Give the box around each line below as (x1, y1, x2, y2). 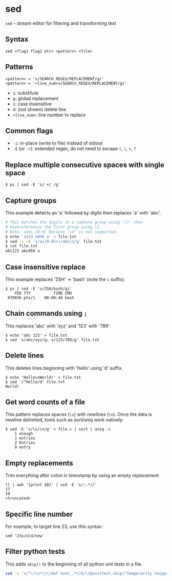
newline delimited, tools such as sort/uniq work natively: (5, 417, 124, 423)
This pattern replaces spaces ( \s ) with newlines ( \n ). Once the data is (5, 411, 152, 417)
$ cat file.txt (5, 244, 38, 249)
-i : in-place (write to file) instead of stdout (12, 140, 103, 147)
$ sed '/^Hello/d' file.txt (5, 379, 66, 385)
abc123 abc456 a (5, 248, 40, 253)
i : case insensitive (12, 101, 52, 107)
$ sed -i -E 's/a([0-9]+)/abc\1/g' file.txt (5, 239, 102, 244)
